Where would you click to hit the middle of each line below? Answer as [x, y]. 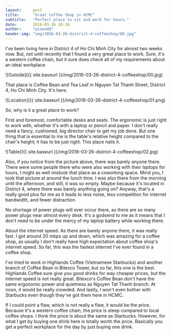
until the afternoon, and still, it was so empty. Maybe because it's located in [85, 183]
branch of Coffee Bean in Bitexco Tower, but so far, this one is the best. [80, 268]
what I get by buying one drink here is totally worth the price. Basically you [84, 321]
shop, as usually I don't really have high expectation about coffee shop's [82, 241]
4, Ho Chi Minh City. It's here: [36, 90]
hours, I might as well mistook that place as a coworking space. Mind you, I [84, 173]
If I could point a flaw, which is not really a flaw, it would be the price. [78, 305]
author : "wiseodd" [29, 29]
